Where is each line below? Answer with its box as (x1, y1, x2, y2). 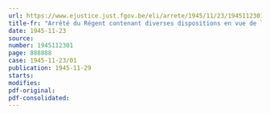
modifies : (8, 79, 42, 87)
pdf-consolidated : (8, 94, 70, 102)
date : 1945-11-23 (8, 26, 67, 35)
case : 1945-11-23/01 (8, 57, 78, 65)
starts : (8, 71, 35, 79)
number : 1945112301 (8, 42, 74, 50)
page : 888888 (8, 49, 52, 57)
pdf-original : (8, 86, 56, 95)
